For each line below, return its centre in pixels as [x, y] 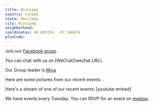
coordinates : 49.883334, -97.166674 [43, 32]
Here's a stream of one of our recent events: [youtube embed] [68, 89]
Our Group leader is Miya [31, 70]
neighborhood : [20, 28]
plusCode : [15, 37]
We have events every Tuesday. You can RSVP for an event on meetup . [77, 98]
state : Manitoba [22, 19]
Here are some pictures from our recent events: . [55, 79]
